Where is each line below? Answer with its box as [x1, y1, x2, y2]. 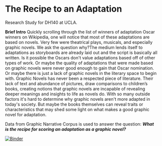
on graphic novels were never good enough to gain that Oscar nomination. [5, 65, 154, 71]
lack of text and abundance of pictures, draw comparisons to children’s [5, 80, 148, 86]
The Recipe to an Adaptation [5, 3, 123, 15]
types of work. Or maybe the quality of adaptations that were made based [5, 60, 153, 66]
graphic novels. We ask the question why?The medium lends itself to [5, 44, 143, 50]
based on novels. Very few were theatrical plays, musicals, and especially [5, 39, 153, 45]
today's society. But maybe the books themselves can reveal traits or [5, 101, 144, 107]
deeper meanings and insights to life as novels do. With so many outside [5, 91, 150, 97]
